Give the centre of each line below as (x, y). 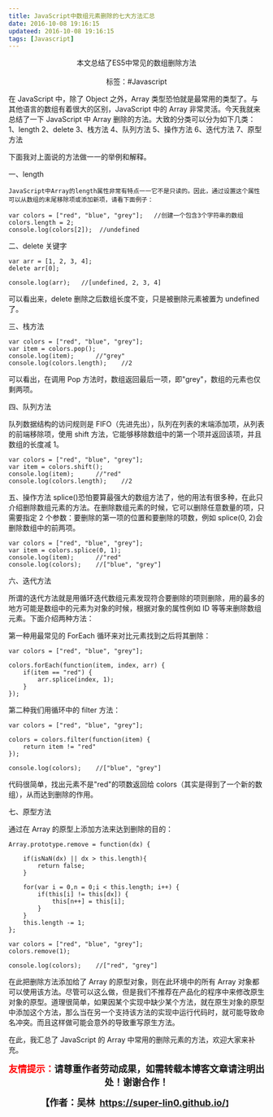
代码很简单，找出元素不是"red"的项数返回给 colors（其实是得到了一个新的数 (135, 784)
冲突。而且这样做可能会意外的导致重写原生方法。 (97, 1023)
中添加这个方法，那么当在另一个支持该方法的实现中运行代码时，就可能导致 (133, 1012)
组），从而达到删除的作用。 (53, 795)
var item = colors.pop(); (52, 349)
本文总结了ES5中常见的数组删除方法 (136, 63)
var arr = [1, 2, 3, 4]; (50, 261)
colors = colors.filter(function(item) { (80, 740)
